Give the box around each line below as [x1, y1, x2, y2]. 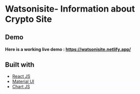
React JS [12, 73, 31, 79]
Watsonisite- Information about [5, 3, 135, 15]
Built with [5, 61, 35, 69]
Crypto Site [5, 14, 52, 25]
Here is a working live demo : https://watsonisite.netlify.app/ [5, 47, 131, 52]
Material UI [12, 78, 35, 84]
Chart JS [12, 83, 30, 89]
